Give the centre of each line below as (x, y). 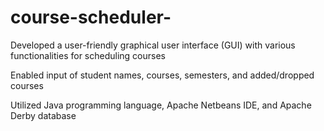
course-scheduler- (91, 17)
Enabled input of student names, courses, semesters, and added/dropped (162, 75)
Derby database (43, 115)
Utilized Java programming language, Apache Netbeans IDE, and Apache (161, 105)
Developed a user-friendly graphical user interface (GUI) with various (153, 45)
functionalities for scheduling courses (88, 55)
